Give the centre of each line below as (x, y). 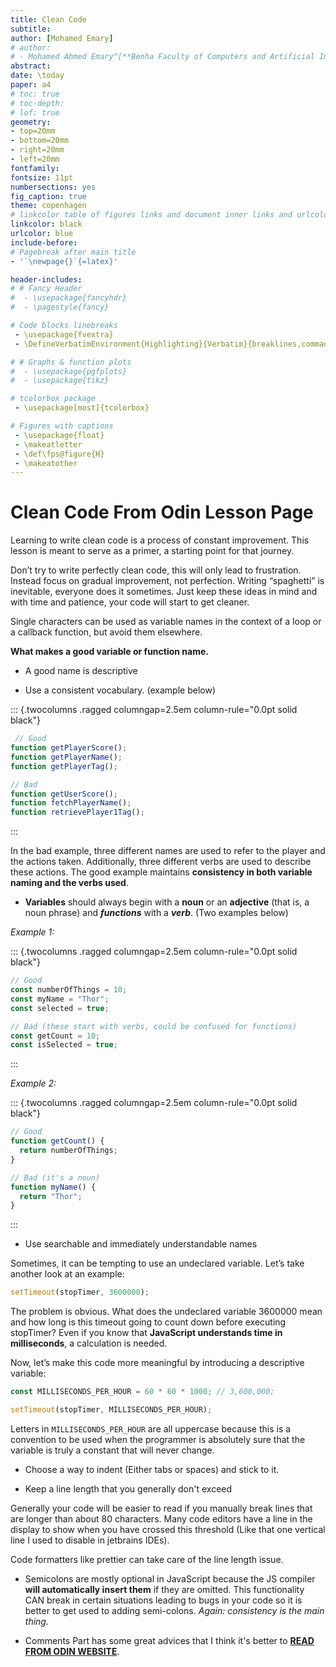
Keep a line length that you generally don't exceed (128, 1488)
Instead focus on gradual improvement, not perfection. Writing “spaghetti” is (167, 581)
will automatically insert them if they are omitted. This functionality (164, 1589)
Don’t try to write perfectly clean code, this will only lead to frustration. (156, 570)
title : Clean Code (48, 19)
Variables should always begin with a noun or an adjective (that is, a (167, 902)
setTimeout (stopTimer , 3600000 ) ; (80, 1292)
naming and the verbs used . (69, 883)
